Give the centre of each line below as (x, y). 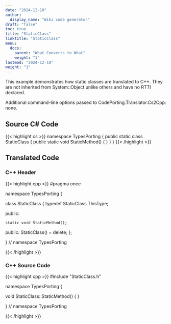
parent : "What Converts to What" (50, 53)
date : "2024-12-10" (26, 10)
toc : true (16, 29)
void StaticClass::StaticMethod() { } (42, 296)
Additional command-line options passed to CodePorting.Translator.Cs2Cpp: (86, 102)
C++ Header (21, 172)
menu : (11, 44)
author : (14, 15)
